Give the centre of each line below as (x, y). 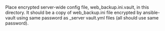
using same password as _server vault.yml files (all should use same (88, 18)
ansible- (151, 12)
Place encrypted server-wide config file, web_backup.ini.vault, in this (77, 7)
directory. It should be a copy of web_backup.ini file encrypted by (74, 12)
